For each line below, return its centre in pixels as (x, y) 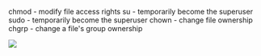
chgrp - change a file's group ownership (76, 28)
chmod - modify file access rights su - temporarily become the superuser (130, 12)
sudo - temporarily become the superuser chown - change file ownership (130, 20)
